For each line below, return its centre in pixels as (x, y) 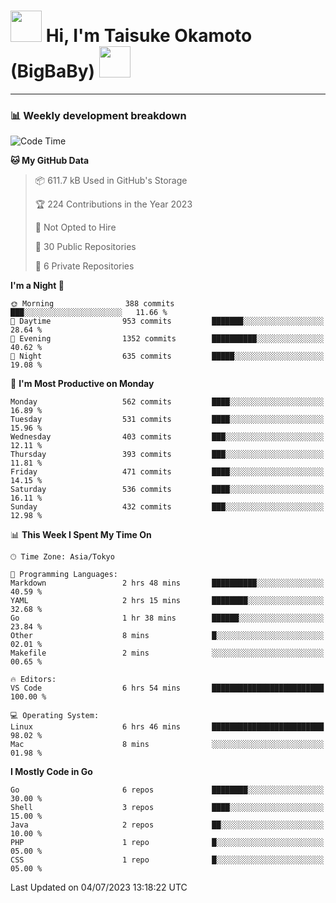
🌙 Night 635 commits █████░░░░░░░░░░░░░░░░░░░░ (167, 356)
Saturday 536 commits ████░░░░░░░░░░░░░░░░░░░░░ (167, 490)
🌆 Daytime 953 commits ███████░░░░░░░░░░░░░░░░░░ (167, 321)
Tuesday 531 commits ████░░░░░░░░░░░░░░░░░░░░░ (167, 420)
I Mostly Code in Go (51, 772)
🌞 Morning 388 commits (92, 304)
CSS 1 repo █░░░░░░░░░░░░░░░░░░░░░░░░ (167, 860)
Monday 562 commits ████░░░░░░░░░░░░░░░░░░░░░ (167, 402)
